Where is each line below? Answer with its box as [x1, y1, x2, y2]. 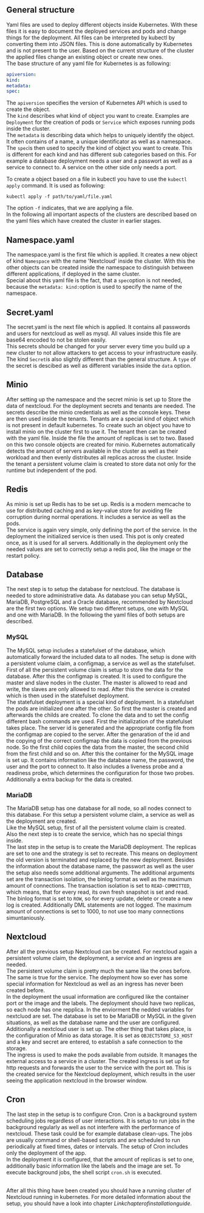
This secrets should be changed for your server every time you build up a [6, 342, 190, 350]
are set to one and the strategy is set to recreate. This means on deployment [6, 850, 198, 857]
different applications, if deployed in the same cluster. [6, 270, 141, 278]
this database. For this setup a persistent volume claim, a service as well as [6, 811, 195, 818]
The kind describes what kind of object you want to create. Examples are [6, 112, 189, 120]
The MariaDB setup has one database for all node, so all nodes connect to [6, 804, 192, 812]
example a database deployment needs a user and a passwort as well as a [6, 157, 192, 164]
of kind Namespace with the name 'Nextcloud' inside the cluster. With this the [6, 257, 195, 265]
